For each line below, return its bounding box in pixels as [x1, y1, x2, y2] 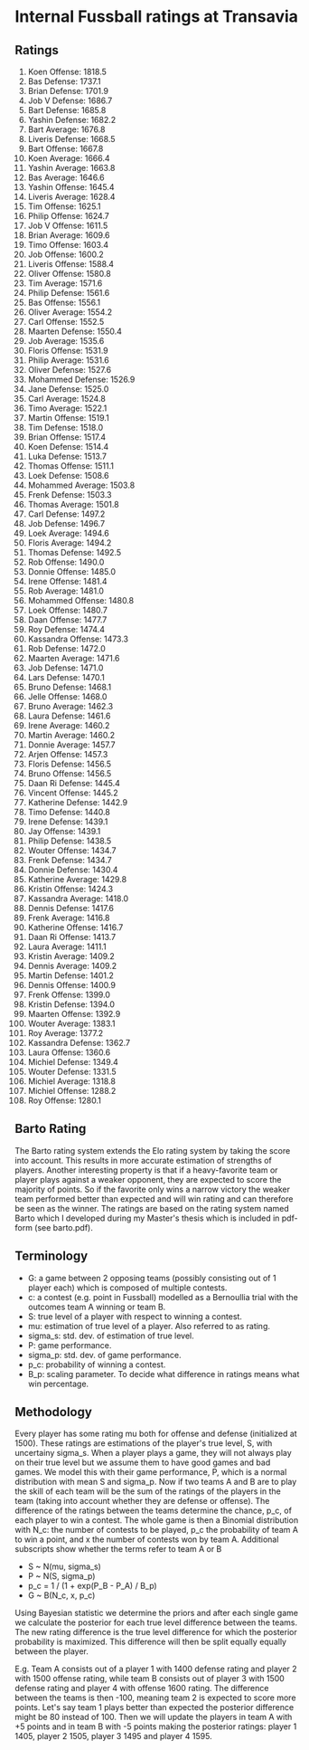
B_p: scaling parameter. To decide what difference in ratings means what [27, 1368, 300, 1379]
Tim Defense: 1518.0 [27, 423, 103, 433]
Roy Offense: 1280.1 [27, 1095, 102, 1106]
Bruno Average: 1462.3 [27, 701, 114, 711]
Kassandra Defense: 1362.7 [27, 1038, 130, 1048]
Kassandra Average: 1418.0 [27, 893, 129, 904]
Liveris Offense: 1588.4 [27, 259, 115, 269]
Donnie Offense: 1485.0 [27, 566, 117, 576]
